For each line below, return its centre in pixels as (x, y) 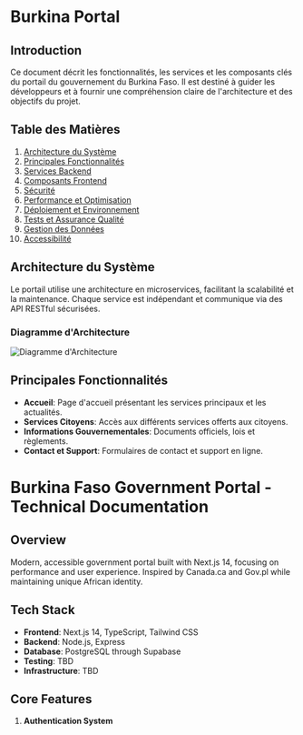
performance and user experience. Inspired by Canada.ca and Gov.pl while (151, 571)
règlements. (46, 441)
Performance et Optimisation (77, 200)
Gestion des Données (64, 228)
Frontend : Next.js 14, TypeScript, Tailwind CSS (111, 632)
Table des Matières (65, 130)
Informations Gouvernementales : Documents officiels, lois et (139, 431)
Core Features (51, 699)
